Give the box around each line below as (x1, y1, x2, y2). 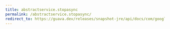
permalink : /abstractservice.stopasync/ (5, 12, 92, 17)
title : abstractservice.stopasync (5, 7, 78, 12)
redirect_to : (5, 16, 33, 21)
